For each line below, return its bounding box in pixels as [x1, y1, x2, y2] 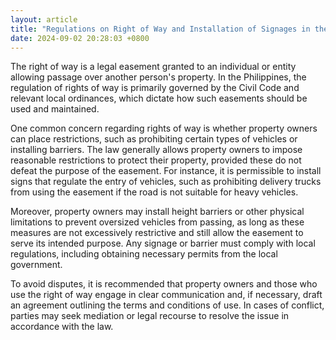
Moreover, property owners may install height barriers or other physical [10, 206, 305, 218]
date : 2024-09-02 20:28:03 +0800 [10, 33, 150, 43]
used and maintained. [10, 103, 100, 115]
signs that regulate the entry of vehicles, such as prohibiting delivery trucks [10, 176, 322, 188]
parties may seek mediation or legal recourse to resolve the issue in [10, 310, 290, 322]
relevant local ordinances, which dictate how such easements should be [10, 92, 308, 105]
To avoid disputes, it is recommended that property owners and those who [10, 278, 318, 290]
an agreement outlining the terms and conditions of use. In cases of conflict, [10, 299, 325, 311]
